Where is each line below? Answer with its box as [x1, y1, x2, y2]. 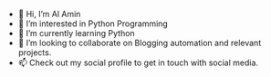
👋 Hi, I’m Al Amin [17, 9, 81, 19]
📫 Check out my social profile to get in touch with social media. [17, 57, 258, 68]
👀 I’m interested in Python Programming [17, 18, 169, 29]
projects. [17, 47, 52, 58]
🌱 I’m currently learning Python [17, 28, 135, 38]
